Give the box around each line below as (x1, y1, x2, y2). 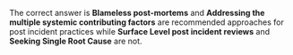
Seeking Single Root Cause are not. (9, 35, 142, 46)
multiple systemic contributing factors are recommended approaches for (9, 17, 284, 27)
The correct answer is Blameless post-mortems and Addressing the (9, 8, 265, 18)
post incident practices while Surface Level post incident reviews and (9, 27, 271, 36)
